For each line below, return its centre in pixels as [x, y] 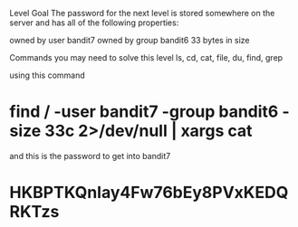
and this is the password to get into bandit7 [90, 156]
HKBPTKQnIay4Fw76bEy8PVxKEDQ [149, 193]
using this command [48, 75]
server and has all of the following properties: [94, 23]
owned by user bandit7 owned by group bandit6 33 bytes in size [130, 40]
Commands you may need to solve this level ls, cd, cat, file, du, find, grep [146, 57]
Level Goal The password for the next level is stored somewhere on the [142, 13]
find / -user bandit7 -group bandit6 [144, 112]
